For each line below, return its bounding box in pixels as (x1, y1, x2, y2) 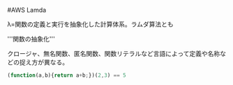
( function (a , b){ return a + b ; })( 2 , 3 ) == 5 (7, 72, 127, 79)
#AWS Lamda (7, 6, 47, 14)
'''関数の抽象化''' (7, 35, 56, 43)
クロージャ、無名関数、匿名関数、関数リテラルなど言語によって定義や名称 (7, 50, 220, 57)
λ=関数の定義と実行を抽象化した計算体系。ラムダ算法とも (7, 20, 174, 28)
